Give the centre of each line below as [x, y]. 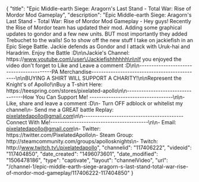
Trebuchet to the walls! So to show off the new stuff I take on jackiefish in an [100, 40]
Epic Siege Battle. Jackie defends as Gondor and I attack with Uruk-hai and [98, 46]
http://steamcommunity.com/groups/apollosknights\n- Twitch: [82, 141]
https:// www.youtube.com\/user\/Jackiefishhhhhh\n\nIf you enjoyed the [94, 59]
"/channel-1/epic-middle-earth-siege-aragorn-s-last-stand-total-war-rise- [97, 167]
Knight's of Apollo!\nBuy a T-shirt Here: [54, 84]
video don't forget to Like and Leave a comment [65, 65]
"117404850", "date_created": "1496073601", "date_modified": [82, 154]
